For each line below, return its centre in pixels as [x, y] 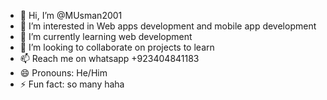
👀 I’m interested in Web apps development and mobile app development [168, 26]
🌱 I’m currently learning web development [106, 36]
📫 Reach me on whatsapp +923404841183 [109, 58]
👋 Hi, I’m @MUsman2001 [71, 15]
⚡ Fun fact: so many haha [72, 84]
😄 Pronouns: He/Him [63, 73]
